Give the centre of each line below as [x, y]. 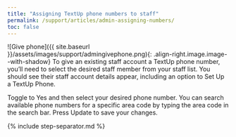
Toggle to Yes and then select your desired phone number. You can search [116, 98]
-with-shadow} [29, 62]
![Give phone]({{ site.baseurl [49, 47]
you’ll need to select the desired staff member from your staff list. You [109, 69]
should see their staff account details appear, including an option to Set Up [116, 77]
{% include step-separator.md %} [56, 126]
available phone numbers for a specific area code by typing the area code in [118, 105]
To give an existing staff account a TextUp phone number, [136, 62]
